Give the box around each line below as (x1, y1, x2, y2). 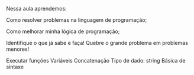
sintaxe (6, 63, 24, 70)
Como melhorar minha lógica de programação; (6, 28, 120, 35)
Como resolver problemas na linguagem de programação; (6, 17, 147, 23)
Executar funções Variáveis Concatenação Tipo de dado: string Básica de (6, 57, 186, 64)
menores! (6, 45, 30, 53)
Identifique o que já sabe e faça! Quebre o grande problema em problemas (6, 40, 188, 46)
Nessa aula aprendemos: (6, 5, 67, 12)
